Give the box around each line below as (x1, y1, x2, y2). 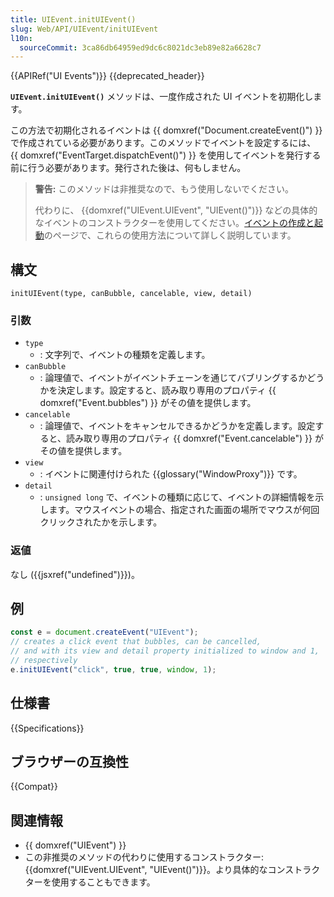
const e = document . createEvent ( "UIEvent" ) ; (10, 627, 199, 638)
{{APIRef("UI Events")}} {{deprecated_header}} (10, 70, 205, 82)
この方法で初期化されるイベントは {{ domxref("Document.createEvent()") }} (10, 124, 323, 136)
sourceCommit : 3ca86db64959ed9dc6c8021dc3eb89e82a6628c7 (19, 42, 262, 53)
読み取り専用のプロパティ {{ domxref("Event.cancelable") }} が (66, 432, 324, 445)
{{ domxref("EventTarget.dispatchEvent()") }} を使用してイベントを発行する (10, 149, 322, 161)
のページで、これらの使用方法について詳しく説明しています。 (43, 229, 297, 241)
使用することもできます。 (51, 876, 156, 888)
